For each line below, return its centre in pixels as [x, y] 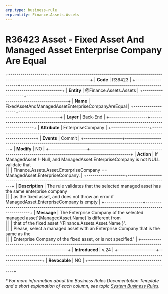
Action [144, 154]
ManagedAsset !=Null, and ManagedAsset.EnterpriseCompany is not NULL [83, 160]
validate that [18, 165]
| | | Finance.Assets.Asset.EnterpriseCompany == [56, 170]
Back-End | [94, 117]
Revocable [60, 260]
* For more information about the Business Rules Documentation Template [82, 281]
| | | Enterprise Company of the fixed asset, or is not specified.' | [71, 239]
